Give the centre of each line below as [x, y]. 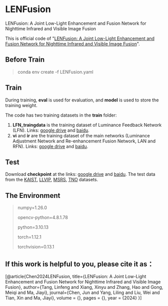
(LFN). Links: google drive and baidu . [51, 130]
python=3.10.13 [33, 227]
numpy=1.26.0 [32, 208]
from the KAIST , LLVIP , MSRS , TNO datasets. [52, 180]
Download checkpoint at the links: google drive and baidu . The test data [80, 174]
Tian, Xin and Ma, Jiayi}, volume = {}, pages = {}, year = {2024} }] [73, 298]
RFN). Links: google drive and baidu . [50, 146]
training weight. [21, 105]
